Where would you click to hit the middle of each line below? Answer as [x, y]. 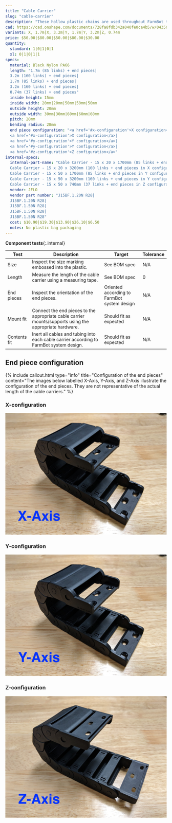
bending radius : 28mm [33, 125]
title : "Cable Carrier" [31, 11]
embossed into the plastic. [60, 267]
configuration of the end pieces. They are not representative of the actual [83, 386]
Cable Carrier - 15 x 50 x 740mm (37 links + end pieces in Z [78, 184]
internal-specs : [23, 157]
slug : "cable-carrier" [29, 16]
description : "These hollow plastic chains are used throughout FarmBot [84, 22]
